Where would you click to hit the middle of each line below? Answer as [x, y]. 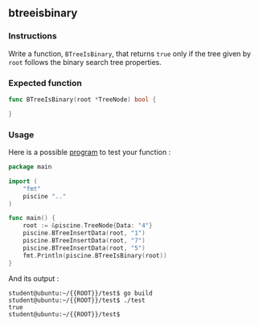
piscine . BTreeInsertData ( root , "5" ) [84, 248]
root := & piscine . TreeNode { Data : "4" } [88, 226]
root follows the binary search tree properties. [85, 62]
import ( [23, 181]
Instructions [33, 36]
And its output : [34, 278]
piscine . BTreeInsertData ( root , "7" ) [84, 241]
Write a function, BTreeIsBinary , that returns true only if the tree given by [130, 53]
